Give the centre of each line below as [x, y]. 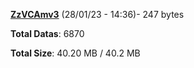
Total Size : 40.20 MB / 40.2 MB [75, 53]
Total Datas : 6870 [47, 33]
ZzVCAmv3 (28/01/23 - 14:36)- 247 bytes [97, 14]
